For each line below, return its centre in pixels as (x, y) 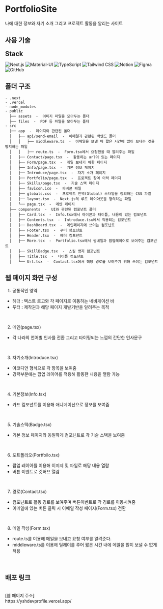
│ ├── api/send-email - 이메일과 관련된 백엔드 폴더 (63, 136)
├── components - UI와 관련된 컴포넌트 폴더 (53, 209)
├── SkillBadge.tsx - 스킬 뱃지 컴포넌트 (59, 251)
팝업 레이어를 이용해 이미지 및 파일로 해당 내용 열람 (61, 465)
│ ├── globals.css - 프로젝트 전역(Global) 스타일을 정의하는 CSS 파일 (80, 194)
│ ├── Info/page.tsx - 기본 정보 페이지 (52, 167)
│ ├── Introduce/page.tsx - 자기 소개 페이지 (58, 173)
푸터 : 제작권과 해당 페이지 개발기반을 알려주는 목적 (61, 307)
